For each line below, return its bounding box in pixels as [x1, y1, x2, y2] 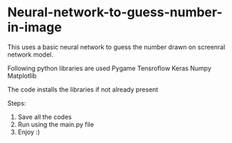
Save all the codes [17, 113, 73, 121]
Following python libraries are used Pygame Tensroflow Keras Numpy [7, 64, 212, 72]
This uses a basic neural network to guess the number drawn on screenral [7, 42, 226, 51]
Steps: [7, 98, 26, 107]
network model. [7, 50, 53, 59]
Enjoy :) [17, 127, 41, 136]
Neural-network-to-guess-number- [7, 4, 223, 21]
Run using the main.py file [17, 120, 95, 128]
